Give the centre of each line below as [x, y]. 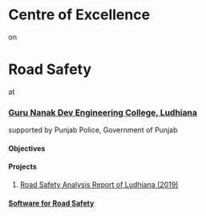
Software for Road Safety [51, 203]
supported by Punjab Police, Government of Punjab [93, 130]
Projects [23, 167]
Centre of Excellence [79, 15]
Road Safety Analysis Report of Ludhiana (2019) [99, 184]
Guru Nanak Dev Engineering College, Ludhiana [103, 112]
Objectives [27, 148]
